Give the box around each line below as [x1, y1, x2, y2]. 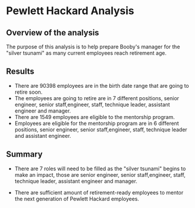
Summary [6, 149, 43, 160]
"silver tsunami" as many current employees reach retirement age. [6, 49, 167, 57]
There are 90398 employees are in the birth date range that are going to [14, 82, 189, 89]
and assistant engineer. [14, 132, 72, 139]
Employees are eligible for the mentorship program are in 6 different [14, 120, 179, 127]
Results [6, 67, 35, 77]
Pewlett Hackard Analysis [6, 4, 135, 18]
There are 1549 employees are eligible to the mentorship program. [14, 113, 175, 120]
